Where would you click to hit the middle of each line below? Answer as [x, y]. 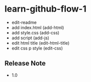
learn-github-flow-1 [45, 9]
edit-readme [24, 22]
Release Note [25, 63]
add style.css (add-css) [35, 33]
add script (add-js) [30, 38]
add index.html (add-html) [38, 27]
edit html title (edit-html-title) [40, 43]
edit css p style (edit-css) [37, 48]
